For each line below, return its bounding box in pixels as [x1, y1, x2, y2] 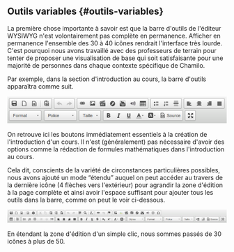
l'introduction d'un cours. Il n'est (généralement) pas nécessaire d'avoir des [7, 138, 225, 146]
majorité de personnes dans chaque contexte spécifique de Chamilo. [7, 61, 205, 69]
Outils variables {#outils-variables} [7, 6, 164, 17]
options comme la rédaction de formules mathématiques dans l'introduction [7, 144, 225, 153]
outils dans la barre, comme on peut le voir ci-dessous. [7, 195, 166, 204]
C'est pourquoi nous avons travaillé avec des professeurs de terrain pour [7, 46, 217, 54]
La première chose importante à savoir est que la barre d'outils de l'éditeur [7, 24, 221, 32]
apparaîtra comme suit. [7, 82, 74, 90]
